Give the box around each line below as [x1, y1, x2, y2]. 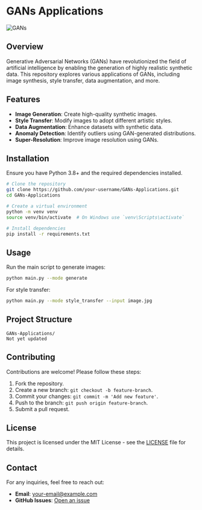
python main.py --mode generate [6, 275, 87, 282]
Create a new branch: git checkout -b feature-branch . [14, 386, 153, 393]
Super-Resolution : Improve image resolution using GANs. [14, 136, 159, 143]
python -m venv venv [6, 209, 58, 215]
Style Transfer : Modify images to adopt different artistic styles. [14, 116, 172, 124]
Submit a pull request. [14, 405, 70, 412]
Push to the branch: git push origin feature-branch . [14, 399, 148, 406]
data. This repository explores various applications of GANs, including [6, 71, 180, 78]
